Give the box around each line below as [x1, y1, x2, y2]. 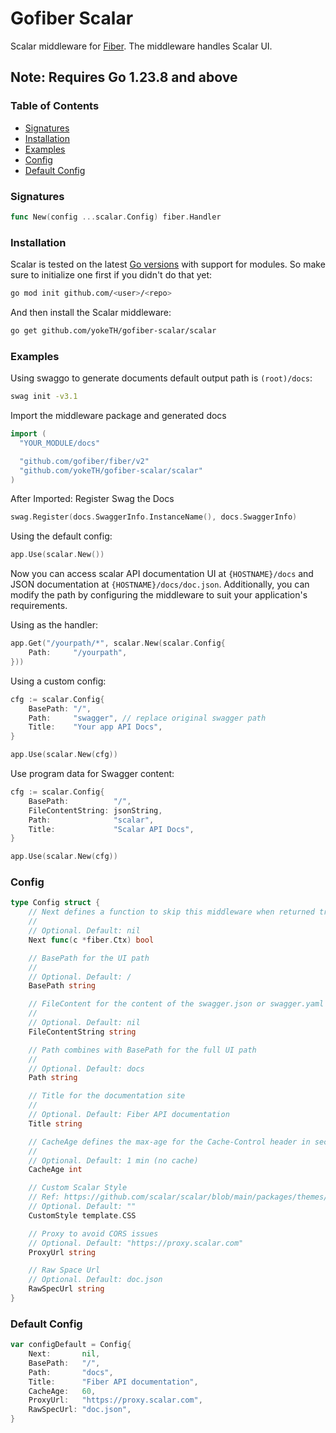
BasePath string [28, 981, 97, 991]
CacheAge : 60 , [28, 1386, 97, 1396]
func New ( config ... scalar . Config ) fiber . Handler [10, 212, 222, 222]
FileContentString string [28, 1027, 137, 1037]
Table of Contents [10, 99, 100, 113]
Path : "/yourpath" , [28, 648, 128, 658]
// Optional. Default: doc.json [28, 1275, 163, 1285]
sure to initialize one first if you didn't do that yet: [10, 269, 213, 281]
